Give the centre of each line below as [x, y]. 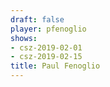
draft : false [37, 19]
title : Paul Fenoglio [55, 66]
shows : [24, 38]
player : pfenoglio [48, 29]
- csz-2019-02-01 [46, 47]
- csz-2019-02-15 [46, 57]
